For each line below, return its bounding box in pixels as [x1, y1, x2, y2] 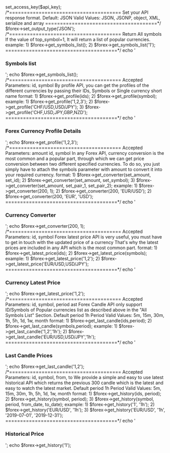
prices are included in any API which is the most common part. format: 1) [5, 245, 158, 251]
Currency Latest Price [5, 279, 61, 286]
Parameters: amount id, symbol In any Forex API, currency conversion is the [5, 150, 164, 156]
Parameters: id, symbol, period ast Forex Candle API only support [5, 302, 143, 308]
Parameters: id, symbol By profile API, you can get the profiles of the [5, 83, 149, 89]
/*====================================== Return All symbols [5, 31, 162, 37]
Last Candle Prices [5, 352, 53, 359]
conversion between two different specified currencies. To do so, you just [5, 161, 160, 167]
